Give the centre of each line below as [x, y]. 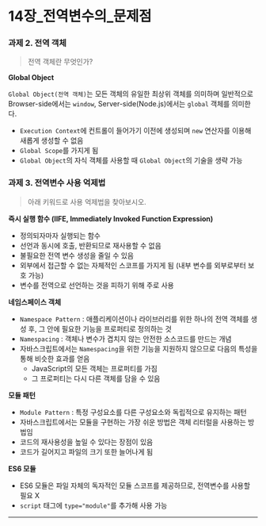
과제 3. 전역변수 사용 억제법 [57, 183]
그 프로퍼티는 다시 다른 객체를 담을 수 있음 [96, 378]
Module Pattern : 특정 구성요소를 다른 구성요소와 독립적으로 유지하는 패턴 [133, 412]
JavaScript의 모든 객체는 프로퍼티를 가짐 [95, 368]
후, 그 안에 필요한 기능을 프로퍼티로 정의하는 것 [100, 328]
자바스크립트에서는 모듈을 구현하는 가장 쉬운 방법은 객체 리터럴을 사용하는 [133, 422]
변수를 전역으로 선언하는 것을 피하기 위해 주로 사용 [97, 285]
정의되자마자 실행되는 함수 [60, 236]
